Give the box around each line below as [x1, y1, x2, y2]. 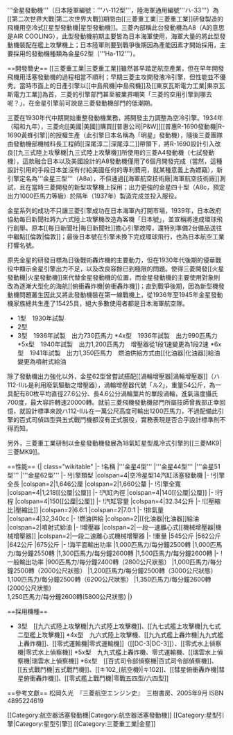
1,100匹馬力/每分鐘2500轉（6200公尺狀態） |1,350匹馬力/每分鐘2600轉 [7, 575, 212, 583]
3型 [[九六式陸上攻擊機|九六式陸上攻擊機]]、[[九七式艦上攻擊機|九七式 [17, 622, 221, 630]
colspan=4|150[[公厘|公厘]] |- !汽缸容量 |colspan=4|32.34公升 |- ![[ [17, 497, 209, 505]
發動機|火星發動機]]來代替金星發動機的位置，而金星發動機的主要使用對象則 [7, 273, 221, 281]
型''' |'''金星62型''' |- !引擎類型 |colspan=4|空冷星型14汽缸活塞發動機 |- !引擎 [7, 471, 225, 479]
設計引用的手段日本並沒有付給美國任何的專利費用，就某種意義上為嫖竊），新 [7, 166, 223, 174]
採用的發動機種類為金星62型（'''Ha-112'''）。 [12, 49, 140, 58]
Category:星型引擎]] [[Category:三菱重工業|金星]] [15, 720, 156, 727]
